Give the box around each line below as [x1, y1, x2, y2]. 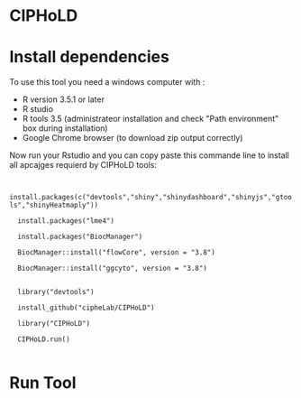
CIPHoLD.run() [17, 335, 70, 344]
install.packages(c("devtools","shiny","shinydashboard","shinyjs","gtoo [9, 193, 293, 202]
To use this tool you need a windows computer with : [9, 77, 205, 88]
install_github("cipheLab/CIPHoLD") [17, 303, 155, 312]
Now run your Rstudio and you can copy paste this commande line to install [9, 150, 290, 161]
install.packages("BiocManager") [17, 232, 143, 242]
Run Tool [9, 373, 77, 393]
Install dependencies [9, 47, 169, 68]
